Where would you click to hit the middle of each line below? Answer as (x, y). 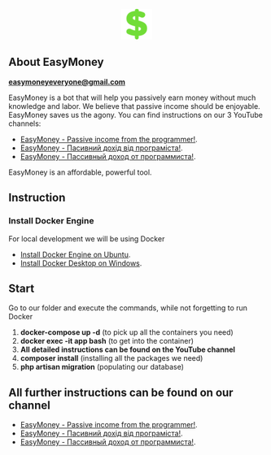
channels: (25, 123)
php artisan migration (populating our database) (102, 367)
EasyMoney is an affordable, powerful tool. (80, 172)
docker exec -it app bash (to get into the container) (107, 341)
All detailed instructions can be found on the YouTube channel (128, 349)
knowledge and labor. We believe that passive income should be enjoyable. (134, 106)
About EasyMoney (56, 62)
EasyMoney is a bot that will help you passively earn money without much (132, 97)
